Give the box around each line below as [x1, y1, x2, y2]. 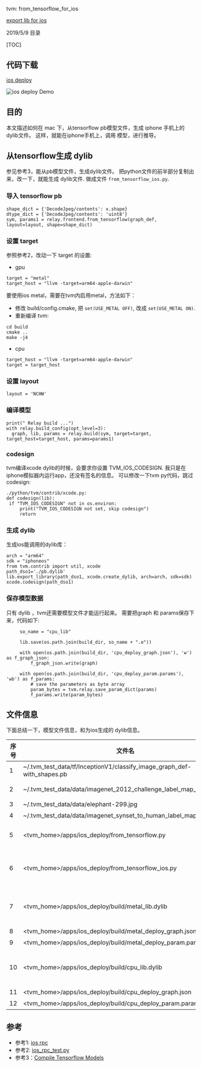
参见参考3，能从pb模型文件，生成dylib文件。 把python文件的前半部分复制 [6, 168, 189, 175]
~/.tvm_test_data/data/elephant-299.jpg [23, 800, 138, 809]
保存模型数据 [6, 595, 44, 603]
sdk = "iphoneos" [6, 558, 50, 564]
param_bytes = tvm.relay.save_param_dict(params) [30, 686, 158, 692]
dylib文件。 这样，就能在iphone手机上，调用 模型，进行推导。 [6, 132, 159, 139]
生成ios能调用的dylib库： [6, 541, 68, 548]
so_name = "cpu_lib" [19, 628, 71, 635]
